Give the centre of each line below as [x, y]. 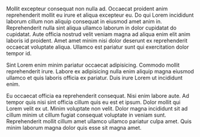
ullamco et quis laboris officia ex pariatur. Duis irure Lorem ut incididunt [95, 78]
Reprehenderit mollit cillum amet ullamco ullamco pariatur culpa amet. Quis [99, 121]
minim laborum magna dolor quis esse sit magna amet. [74, 128]
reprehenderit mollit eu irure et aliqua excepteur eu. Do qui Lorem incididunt [100, 15]
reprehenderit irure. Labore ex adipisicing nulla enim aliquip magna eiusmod [100, 71]
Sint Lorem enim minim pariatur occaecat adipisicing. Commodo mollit [93, 65]
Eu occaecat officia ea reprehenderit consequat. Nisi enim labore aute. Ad [98, 96]
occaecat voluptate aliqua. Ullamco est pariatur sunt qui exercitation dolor [98, 47]
